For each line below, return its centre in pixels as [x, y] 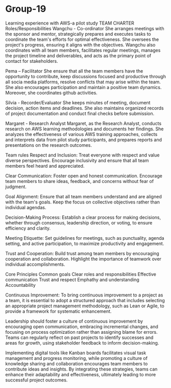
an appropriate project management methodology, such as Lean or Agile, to [85, 306]
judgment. [16, 187]
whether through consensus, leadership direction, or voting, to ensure [79, 222]
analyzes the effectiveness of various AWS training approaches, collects [81, 134]
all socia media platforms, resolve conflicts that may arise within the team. [83, 82]
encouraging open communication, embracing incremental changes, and [82, 326]
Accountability [20, 285]
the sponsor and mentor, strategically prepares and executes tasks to [78, 34]
